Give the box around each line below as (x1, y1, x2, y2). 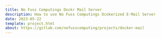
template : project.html (5, 21, 55, 26)
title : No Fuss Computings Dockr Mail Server (5, 7, 102, 12)
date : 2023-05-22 (5, 16, 42, 21)
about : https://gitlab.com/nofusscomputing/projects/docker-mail (5, 26, 144, 31)
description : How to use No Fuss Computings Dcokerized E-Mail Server (5, 12, 156, 17)
